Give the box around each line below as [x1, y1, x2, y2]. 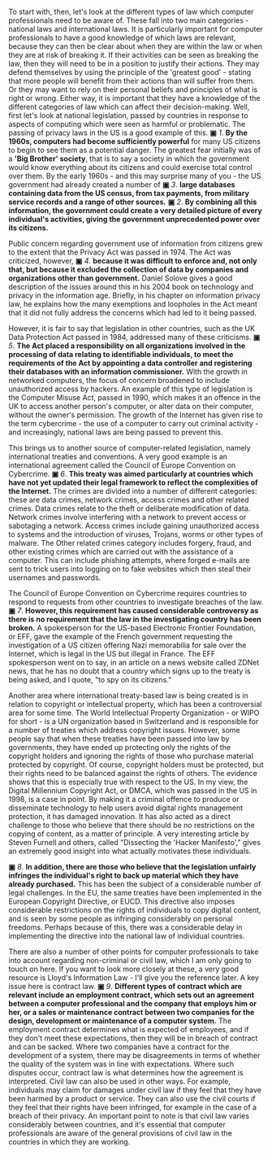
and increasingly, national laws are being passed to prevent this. [8, 427, 223, 437]
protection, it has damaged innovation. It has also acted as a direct [8, 812, 231, 821]
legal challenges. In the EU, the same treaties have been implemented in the [8, 888, 262, 897]
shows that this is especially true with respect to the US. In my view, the [8, 777, 248, 787]
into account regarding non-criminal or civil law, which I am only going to [8, 956, 252, 965]
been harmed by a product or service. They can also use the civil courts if [8, 1094, 256, 1103]
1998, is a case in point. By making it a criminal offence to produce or [8, 795, 240, 804]
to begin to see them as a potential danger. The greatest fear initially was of [8, 146, 261, 155]
